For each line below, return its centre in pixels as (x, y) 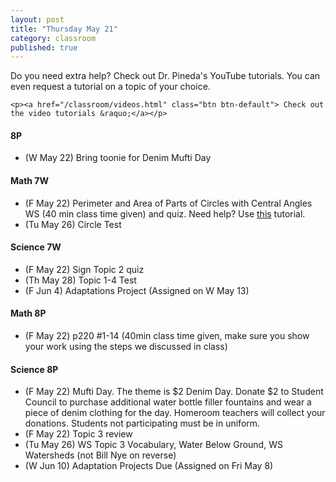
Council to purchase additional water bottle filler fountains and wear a (168, 402)
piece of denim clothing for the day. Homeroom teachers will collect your (175, 413)
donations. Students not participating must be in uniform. (142, 423)
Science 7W (36, 247)
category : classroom (53, 38)
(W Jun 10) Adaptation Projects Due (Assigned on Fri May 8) (149, 466)
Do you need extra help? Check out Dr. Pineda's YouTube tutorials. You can (165, 76)
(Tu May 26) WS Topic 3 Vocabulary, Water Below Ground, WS (153, 445)
